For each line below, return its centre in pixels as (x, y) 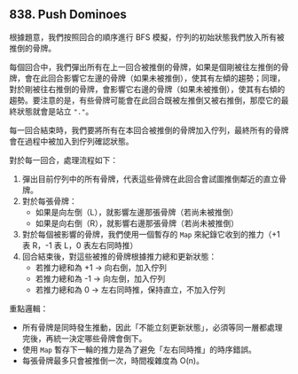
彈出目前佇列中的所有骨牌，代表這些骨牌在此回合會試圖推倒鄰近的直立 (150, 179)
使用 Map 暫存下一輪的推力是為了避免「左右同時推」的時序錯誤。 (139, 349)
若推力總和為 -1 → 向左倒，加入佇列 (100, 278)
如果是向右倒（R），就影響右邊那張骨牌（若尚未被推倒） (137, 223)
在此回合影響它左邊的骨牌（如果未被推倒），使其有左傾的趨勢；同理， (159, 78)
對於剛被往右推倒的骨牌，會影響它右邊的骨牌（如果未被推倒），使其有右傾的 (147, 89)
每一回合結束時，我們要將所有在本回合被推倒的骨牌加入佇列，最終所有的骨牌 (149, 130)
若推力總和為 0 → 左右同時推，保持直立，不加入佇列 (130, 289)
